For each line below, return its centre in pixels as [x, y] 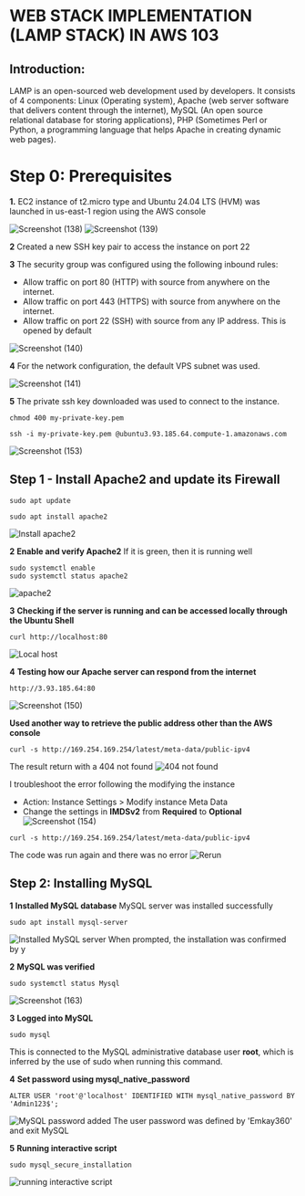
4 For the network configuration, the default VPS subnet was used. [135, 365]
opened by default [57, 330]
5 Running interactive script [63, 1148]
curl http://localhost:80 [58, 637]
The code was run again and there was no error [99, 855]
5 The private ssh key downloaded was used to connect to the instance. [145, 401]
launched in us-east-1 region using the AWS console [108, 211]
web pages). [33, 139]
